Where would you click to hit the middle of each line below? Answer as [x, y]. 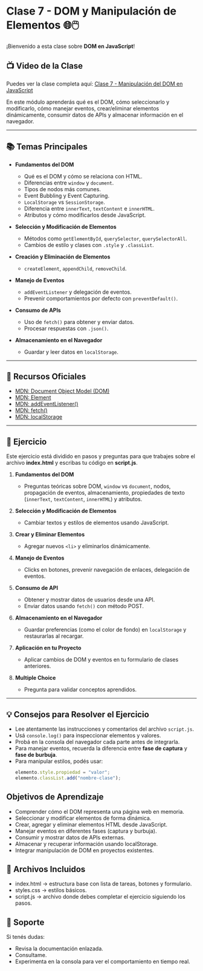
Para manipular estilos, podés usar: [59, 761]
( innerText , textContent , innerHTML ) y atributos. [83, 499]
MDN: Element [33, 398]
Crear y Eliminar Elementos [50, 535]
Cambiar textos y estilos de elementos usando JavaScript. [96, 523]
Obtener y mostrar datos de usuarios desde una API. [89, 600]
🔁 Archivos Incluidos [46, 869]
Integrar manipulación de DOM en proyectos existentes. [84, 850]
